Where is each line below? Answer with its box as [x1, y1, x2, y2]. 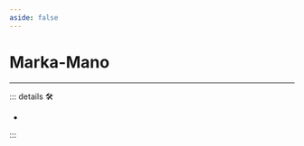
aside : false [9, 13, 59, 23]
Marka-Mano [9, 51, 110, 72]
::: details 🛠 [9, 91, 54, 102]
